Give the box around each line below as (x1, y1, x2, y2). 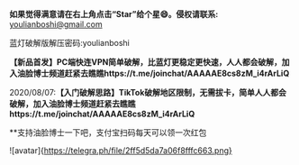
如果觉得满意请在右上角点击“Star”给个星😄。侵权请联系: (9, 9, 219, 19)
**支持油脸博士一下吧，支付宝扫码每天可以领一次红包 (9, 127, 207, 138)
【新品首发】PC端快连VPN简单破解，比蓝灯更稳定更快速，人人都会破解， (9, 57, 282, 67)
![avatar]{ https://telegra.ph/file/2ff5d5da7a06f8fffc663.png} (9, 145, 232, 156)
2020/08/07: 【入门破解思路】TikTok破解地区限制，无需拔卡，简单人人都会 (9, 87, 286, 97)
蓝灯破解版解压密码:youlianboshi (9, 38, 131, 48)
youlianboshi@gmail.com (9, 19, 103, 30)
